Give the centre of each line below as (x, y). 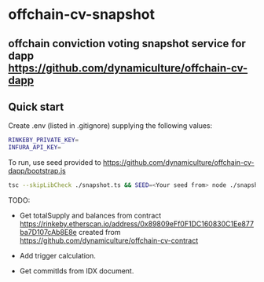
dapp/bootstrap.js (37, 171)
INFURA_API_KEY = (35, 148)
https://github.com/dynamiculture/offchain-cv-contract (109, 240)
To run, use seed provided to (55, 163)
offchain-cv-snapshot (82, 15)
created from (99, 233)
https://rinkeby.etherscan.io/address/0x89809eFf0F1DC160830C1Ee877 (136, 224)
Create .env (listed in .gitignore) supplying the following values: (110, 126)
